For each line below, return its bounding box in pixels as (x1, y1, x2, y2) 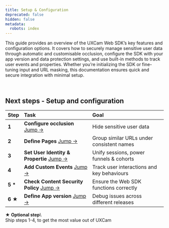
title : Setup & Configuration (5, 7, 69, 13)
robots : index (10, 26, 39, 31)
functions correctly (92, 184, 137, 191)
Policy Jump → (24, 184, 60, 191)
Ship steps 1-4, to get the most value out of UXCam (5, 217, 112, 223)
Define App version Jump (24, 192, 87, 199)
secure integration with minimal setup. (5, 72, 84, 78)
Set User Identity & (24, 149, 70, 156)
